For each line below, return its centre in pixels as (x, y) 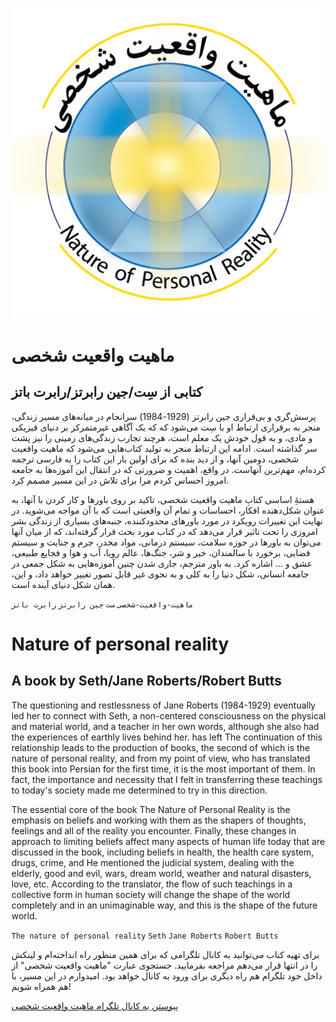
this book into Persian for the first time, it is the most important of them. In (163, 769)
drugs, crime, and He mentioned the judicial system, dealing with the (153, 862)
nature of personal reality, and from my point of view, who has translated (161, 758)
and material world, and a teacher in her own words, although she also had (165, 726)
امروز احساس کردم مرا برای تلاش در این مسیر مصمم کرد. (120, 480)
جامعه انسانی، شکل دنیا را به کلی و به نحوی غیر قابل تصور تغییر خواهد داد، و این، (160, 574)
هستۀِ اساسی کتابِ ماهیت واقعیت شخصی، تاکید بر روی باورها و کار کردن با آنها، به (163, 499)
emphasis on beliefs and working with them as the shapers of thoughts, (158, 820)
